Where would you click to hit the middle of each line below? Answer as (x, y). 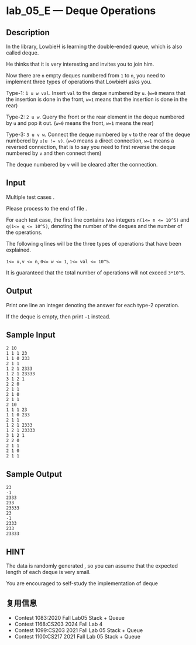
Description (28, 33)
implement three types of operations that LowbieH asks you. (79, 82)
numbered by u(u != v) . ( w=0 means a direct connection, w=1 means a (90, 141)
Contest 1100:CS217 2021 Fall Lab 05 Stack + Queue (77, 636)
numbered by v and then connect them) (54, 153)
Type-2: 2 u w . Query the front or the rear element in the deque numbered (95, 117)
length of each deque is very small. (48, 572)
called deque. (23, 53)
